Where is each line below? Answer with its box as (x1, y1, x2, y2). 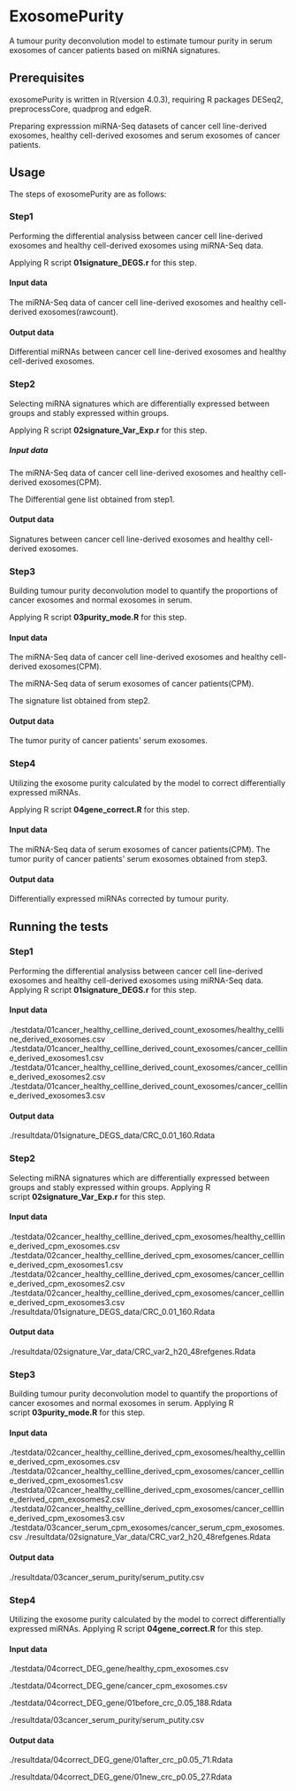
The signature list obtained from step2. (9, 696, 151, 706)
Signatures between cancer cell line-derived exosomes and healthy (9, 534, 255, 544)
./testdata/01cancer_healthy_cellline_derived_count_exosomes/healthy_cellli (9, 1025, 285, 1035)
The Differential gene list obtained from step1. (9, 494, 175, 504)
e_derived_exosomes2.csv (9, 1072, 106, 1082)
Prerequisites (9, 71, 85, 86)
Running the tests (9, 919, 109, 934)
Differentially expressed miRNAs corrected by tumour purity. (9, 894, 230, 904)
